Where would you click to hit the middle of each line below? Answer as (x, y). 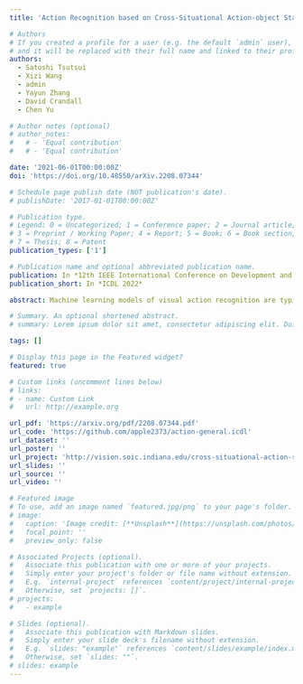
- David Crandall (50, 101)
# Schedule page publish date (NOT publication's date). (119, 192)
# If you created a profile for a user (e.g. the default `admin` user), (151, 42)
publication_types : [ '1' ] (58, 250)
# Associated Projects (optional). (76, 557)
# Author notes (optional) (60, 126)
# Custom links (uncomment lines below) (87, 382)
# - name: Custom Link (52, 398)
